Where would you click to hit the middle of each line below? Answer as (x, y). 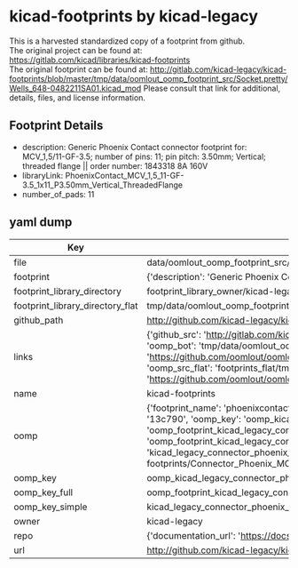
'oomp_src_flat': (179, 368)
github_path (39, 320)
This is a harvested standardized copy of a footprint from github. (127, 41)
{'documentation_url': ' (193, 535)
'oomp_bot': (171, 346)
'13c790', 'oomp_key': (194, 419)
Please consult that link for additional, (212, 88)
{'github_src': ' (176, 334)
